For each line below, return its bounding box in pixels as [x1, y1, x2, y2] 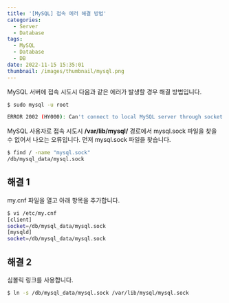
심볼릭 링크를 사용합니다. [7, 276, 74, 284]
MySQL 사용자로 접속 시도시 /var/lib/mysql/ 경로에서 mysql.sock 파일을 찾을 [7, 127, 217, 135]
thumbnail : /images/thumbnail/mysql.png [7, 67, 125, 74]
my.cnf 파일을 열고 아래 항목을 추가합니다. [7, 196, 120, 204]
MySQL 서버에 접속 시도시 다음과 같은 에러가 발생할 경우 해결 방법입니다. [7, 87, 202, 96]
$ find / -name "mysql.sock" [7, 149, 91, 156]
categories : [7, 17, 41, 23]
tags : [7, 36, 23, 43]
